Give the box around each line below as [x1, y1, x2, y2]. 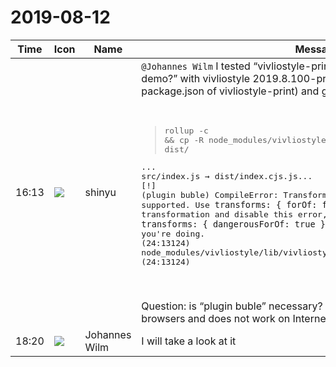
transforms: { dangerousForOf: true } [141, 218, 326, 230]
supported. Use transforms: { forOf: [141, 199, 318, 210]
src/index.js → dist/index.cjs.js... [141, 171, 313, 181]
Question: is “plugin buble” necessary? [141, 299, 323, 313]
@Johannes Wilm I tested [141, 59, 251, 73]
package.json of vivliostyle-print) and [141, 84, 320, 98]
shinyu [84, 185, 117, 199]
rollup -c [164, 125, 209, 136]
